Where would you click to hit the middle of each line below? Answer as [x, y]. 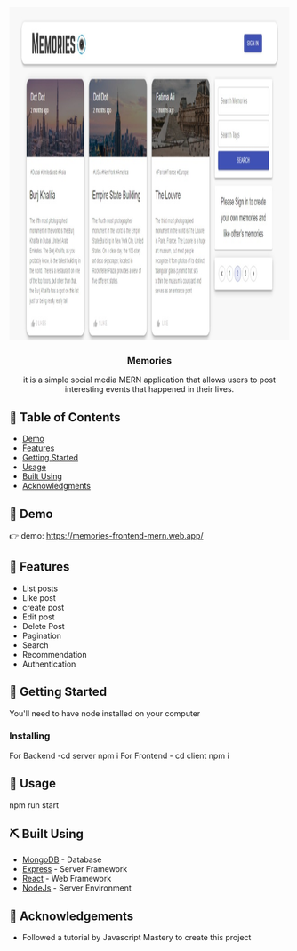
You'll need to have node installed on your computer [105, 713]
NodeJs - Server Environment [76, 888]
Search [35, 645]
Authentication [49, 664]
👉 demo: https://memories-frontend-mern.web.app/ [106, 535]
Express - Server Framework [75, 869]
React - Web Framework [67, 879]
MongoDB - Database [62, 859]
